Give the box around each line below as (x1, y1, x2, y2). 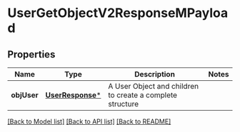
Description (134, 70, 175, 79)
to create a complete (108, 90, 177, 100)
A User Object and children (108, 82, 199, 91)
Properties (7, 48, 56, 60)
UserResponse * (45, 90, 101, 100)
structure (108, 99, 139, 109)
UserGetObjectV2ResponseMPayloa (7, 5, 229, 21)
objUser (11, 90, 39, 100)
